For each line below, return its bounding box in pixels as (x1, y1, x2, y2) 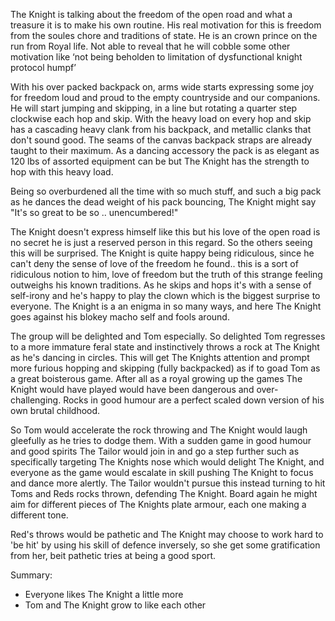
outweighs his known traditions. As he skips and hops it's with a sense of (10, 279, 312, 291)
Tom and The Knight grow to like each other (24, 599, 207, 611)
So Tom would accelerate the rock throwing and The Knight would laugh (10, 424, 308, 436)
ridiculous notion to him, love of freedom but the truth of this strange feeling (10, 269, 323, 280)
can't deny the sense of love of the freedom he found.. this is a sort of (10, 258, 299, 269)
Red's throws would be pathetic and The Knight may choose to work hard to (10, 529, 324, 540)
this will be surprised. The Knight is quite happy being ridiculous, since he (10, 247, 315, 259)
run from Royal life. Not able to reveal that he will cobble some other (10, 40, 291, 52)
